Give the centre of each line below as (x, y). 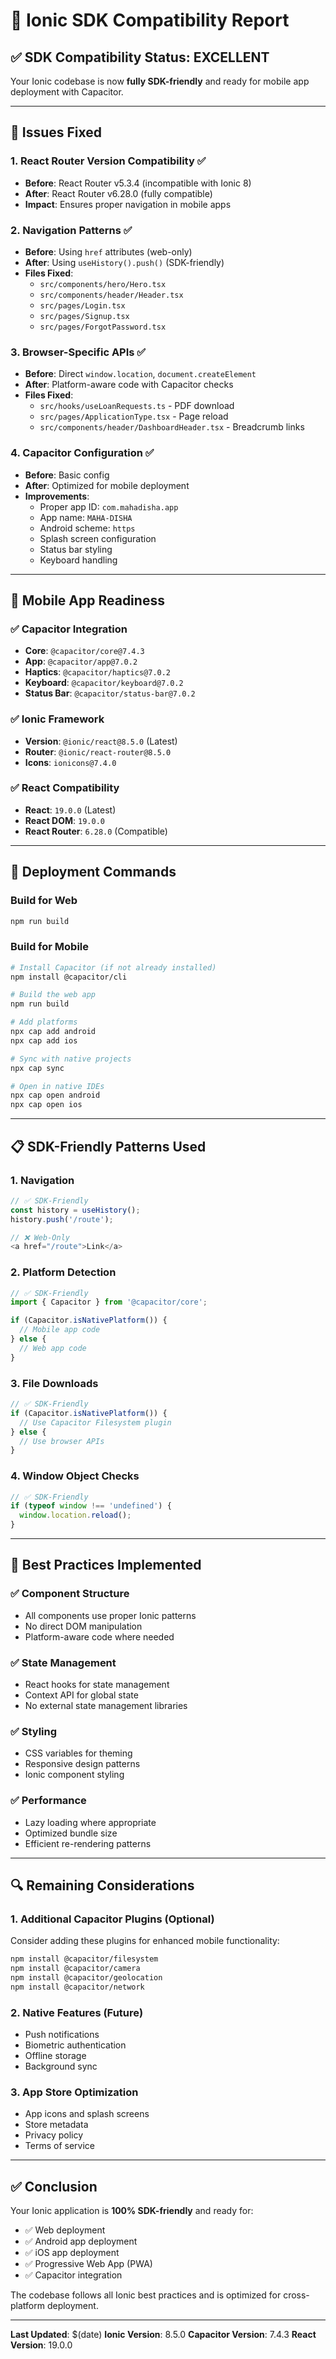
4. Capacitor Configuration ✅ (82, 453)
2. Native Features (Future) (77, 2012)
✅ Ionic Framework (57, 719)
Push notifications (62, 2035)
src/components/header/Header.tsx (111, 295)
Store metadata (56, 2125)
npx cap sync (37, 1068)
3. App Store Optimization (74, 2092)
